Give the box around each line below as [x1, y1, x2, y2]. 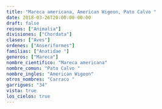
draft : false [6, 20, 40, 26]
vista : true [6, 88, 37, 94]
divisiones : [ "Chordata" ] [6, 31, 72, 38]
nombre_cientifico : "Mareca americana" [6, 59, 108, 65]
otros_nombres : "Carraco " [6, 76, 75, 82]
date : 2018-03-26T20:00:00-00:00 [6, 15, 91, 21]
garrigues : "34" [6, 82, 48, 88]
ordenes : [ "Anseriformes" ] [6, 43, 75, 49]
